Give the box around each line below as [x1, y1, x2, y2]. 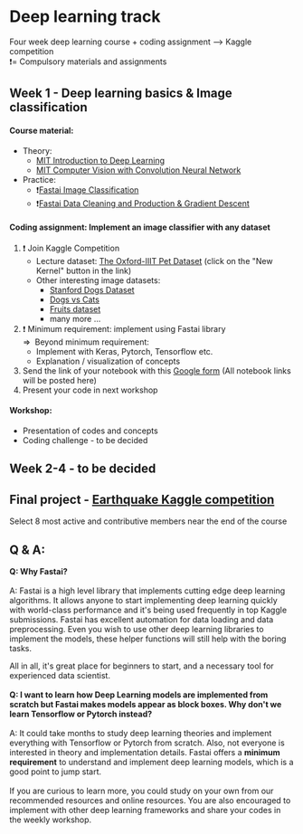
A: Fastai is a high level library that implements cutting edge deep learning [9, 585, 286, 596]
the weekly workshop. [9, 814, 92, 825]
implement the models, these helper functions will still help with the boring [9, 633, 287, 644]
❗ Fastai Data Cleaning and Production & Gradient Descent [35, 197, 251, 209]
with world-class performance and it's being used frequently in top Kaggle [9, 604, 288, 615]
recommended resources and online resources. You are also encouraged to [9, 794, 291, 806]
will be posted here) [22, 374, 98, 385]
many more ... [49, 313, 101, 324]
